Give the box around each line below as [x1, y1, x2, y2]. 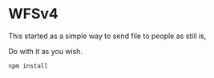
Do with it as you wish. [8, 46, 83, 56]
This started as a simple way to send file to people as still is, [8, 31, 207, 41]
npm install [8, 61, 48, 70]
